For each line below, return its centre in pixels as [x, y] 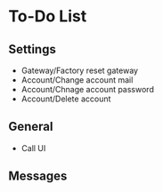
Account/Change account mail [77, 80]
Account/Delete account [66, 99]
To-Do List [48, 16]
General [31, 127]
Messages [38, 176]
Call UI [33, 148]
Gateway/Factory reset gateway [80, 70]
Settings [33, 49]
